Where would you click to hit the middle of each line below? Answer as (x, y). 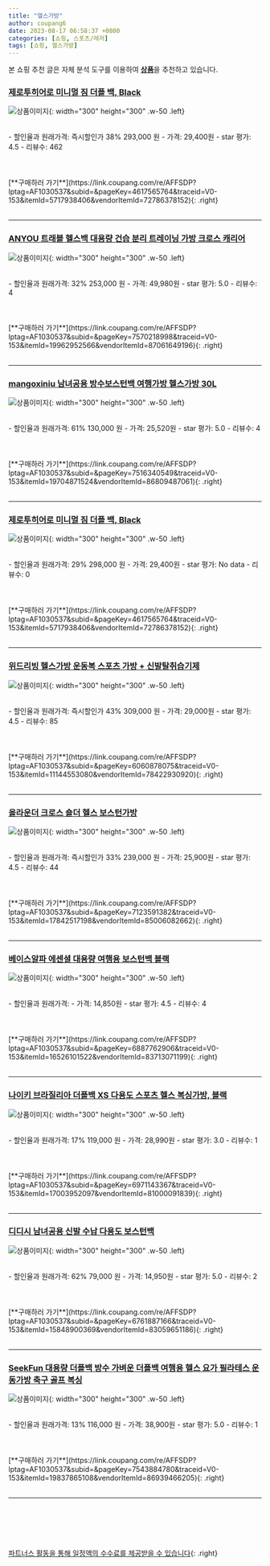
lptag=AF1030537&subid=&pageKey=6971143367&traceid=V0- (112, 1185)
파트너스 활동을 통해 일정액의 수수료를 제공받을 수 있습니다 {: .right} (113, 1553)
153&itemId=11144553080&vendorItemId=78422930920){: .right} (116, 774)
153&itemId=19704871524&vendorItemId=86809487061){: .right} (116, 482)
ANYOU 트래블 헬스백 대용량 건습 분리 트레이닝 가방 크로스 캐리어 (127, 239)
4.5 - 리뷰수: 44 (33, 867)
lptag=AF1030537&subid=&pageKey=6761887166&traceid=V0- (112, 1321)
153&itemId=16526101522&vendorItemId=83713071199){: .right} (113, 1057)
